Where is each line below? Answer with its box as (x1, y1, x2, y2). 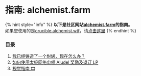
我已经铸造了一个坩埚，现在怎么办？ (12, 53, 86, 59)
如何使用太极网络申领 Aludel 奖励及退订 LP (12, 59, 98, 65)
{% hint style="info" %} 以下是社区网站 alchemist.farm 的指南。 (5, 22, 133, 27)
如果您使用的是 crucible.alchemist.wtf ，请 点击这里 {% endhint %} (5, 27, 137, 33)
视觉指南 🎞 (12, 66, 35, 72)
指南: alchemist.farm (5, 4, 91, 16)
